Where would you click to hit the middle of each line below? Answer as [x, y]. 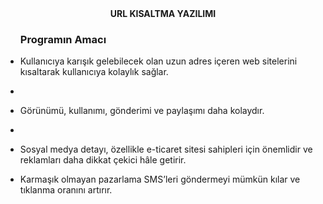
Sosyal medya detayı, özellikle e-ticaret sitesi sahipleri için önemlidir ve [166, 149]
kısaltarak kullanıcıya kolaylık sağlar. [94, 72]
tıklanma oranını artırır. [66, 190]
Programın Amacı [63, 39]
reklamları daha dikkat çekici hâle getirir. [103, 160]
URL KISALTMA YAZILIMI [163, 13]
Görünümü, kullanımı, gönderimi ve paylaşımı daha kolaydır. [142, 111]
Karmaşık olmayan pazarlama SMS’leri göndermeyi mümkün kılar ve [160, 179]
